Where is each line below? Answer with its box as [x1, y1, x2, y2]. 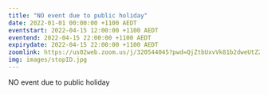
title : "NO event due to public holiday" [8, 11, 148, 20]
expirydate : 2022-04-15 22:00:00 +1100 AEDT [8, 41, 159, 49]
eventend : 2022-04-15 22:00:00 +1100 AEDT [8, 33, 152, 42]
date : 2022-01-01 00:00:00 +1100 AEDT [8, 19, 137, 27]
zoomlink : [8, 48, 41, 56]
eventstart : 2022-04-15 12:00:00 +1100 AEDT [8, 26, 159, 34]
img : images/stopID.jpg [8, 56, 88, 64]
